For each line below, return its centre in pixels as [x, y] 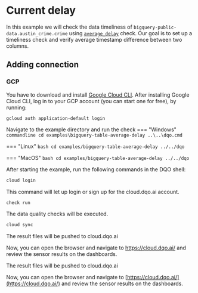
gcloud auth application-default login [56, 118]
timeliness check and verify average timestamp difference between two [94, 39]
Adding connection [43, 65]
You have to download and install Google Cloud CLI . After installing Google [98, 95]
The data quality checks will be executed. [57, 214]
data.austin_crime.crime [37, 33]
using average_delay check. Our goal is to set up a [131, 33]
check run [18, 203]
